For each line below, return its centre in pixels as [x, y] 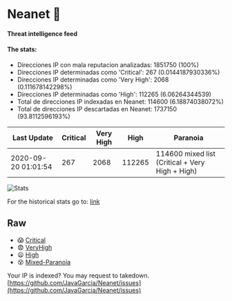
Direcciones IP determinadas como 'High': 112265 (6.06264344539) [114, 94]
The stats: [22, 49]
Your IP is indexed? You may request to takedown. [78, 275]
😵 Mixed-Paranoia [44, 262]
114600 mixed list [186, 154]
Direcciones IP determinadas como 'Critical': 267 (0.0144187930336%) [118, 72]
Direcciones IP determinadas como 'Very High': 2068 [93, 80]
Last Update [33, 138]
